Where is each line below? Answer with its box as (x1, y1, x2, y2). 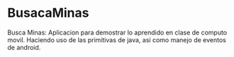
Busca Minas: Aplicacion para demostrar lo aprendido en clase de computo (7, 28, 228, 37)
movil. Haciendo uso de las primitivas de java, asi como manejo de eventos (7, 35, 227, 44)
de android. (7, 43, 41, 51)
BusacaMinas (7, 5, 89, 21)
